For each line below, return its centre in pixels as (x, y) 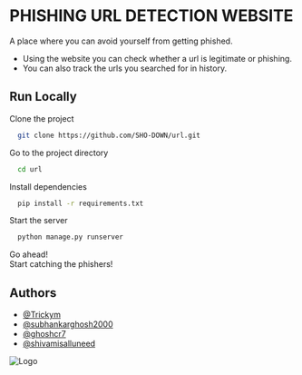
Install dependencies (49, 186)
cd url (30, 169)
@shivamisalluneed (59, 344)
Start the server (39, 221)
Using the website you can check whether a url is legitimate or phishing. (157, 58)
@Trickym (42, 315)
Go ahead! (29, 254)
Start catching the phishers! (61, 264)
